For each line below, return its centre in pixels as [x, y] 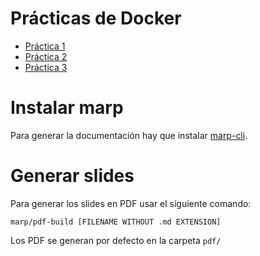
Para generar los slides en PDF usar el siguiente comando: [131, 203]
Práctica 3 [46, 67]
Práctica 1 [45, 46]
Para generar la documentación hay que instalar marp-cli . [129, 135]
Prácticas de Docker [96, 18]
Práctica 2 [46, 56]
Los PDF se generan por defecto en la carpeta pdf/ [116, 240]
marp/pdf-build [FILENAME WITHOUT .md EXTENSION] [116, 222]
